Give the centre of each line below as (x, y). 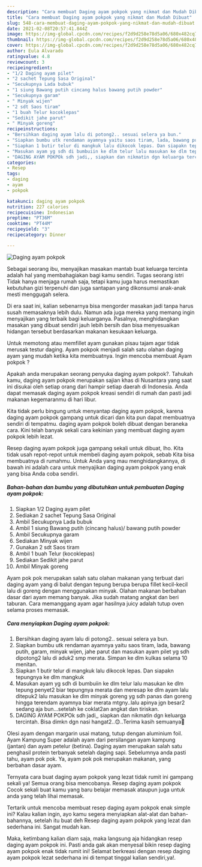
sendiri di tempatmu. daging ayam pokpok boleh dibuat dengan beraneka (97, 423)
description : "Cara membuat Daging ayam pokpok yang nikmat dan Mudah (97, 12)
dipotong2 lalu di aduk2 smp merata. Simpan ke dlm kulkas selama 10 (101, 657)
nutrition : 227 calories (38, 207)
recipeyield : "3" (28, 229)
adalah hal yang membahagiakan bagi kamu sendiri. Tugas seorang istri (95, 275)
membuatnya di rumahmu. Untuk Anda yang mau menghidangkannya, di (96, 461)
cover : (15, 46)
